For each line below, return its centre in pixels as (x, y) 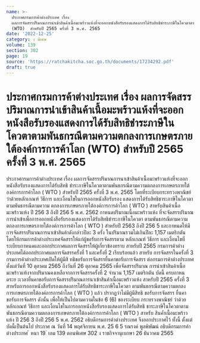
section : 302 (22, 51)
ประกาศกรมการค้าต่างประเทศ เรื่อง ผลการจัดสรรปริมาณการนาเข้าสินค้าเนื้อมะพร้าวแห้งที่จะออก (97, 179)
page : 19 (17, 56)
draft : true (21, 67)
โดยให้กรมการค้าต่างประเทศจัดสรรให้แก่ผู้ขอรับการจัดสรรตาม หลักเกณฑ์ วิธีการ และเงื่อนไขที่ (96, 239)
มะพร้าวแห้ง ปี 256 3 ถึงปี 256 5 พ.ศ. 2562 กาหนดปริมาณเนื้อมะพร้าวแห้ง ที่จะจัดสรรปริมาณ (100, 212)
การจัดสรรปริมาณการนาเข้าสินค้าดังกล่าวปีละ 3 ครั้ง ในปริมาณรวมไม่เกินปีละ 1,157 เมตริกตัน (96, 233)
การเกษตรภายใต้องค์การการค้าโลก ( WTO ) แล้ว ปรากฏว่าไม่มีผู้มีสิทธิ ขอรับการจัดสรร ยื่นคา (96, 293)
